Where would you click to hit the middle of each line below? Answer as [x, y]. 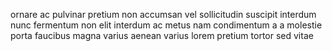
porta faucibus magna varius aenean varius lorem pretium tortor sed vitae [162, 35]
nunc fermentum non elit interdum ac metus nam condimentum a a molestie [166, 25]
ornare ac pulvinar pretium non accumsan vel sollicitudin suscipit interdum [163, 14]
